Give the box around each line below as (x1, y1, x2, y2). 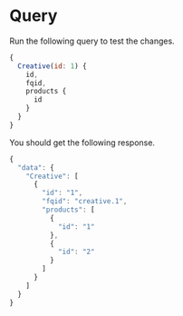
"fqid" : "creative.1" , (42, 197, 128, 206)
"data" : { (17, 163, 54, 173)
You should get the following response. (9, 137, 156, 148)
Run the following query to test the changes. (9, 35, 175, 46)
